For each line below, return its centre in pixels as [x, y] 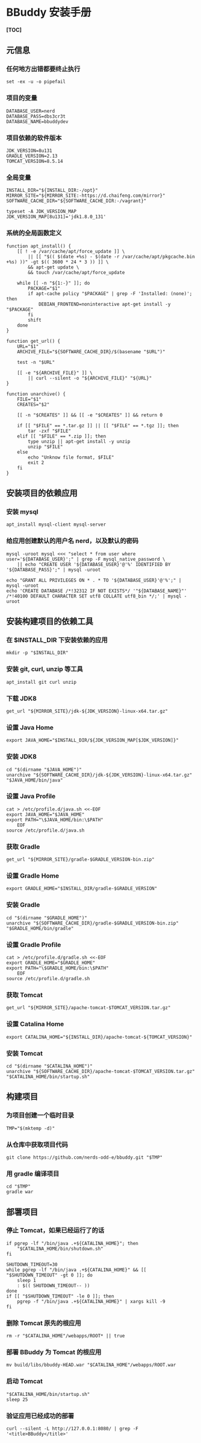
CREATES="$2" [33, 404]
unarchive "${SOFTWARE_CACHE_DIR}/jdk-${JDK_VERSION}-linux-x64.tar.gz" [99, 775]
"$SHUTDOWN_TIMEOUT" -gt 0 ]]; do [50, 1275]
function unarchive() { [36, 394]
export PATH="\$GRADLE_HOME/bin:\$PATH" [58, 968]
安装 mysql [22, 512]
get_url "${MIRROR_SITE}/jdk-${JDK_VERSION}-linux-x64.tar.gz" [87, 711]
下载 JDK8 [22, 698]
